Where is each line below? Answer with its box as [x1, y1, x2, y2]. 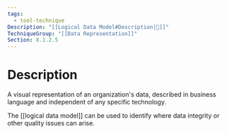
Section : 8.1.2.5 [7, 37, 59, 44]
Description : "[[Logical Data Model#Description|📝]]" [7, 23, 170, 30]
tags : [7, 10, 23, 18]
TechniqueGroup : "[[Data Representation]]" [7, 30, 138, 37]
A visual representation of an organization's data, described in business [7, 90, 216, 99]
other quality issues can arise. [7, 119, 95, 128]
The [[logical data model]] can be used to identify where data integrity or [7, 111, 220, 120]
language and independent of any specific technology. [7, 98, 166, 106]
